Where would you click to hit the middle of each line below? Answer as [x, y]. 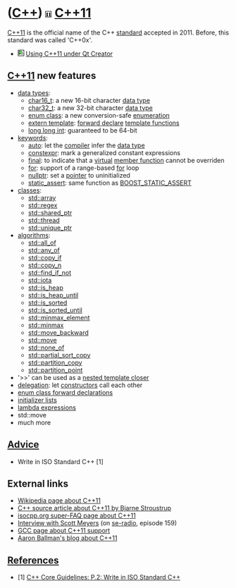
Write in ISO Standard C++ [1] [60, 461]
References [33, 560]
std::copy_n [45, 265]
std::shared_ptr [50, 212]
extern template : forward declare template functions [104, 123]
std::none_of [46, 348]
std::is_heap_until [53, 295]
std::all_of [42, 243]
